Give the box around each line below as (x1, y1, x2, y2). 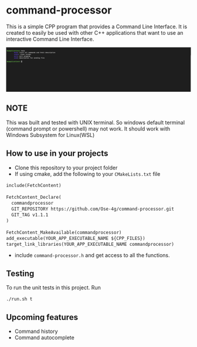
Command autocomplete (14, 334, 74, 341)
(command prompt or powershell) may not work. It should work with (6, 125, 171, 132)
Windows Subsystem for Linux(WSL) (6, 131, 95, 138)
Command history (14, 328, 58, 335)
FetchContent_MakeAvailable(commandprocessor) (6, 229, 122, 235)
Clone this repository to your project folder (14, 164, 118, 171)
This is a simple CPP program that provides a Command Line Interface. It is (6, 23, 188, 30)
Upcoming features (6, 312, 78, 322)
